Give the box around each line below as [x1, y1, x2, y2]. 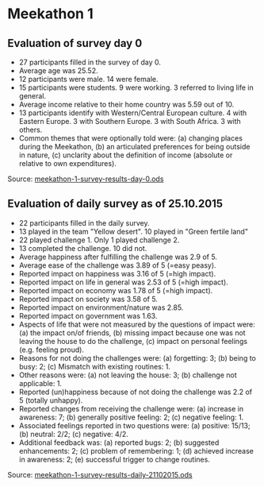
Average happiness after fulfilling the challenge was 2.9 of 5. [18, 252, 217, 261]
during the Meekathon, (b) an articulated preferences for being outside [18, 142, 251, 151]
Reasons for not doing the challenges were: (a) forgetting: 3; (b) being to [18, 353, 257, 362]
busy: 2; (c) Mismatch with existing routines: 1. [18, 361, 171, 371]
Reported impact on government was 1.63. [18, 311, 158, 320]
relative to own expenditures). [18, 159, 117, 168]
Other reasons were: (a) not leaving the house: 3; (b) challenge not [18, 370, 237, 380]
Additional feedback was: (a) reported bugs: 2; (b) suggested [18, 438, 220, 447]
